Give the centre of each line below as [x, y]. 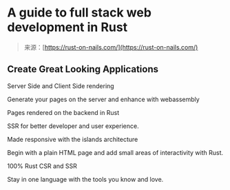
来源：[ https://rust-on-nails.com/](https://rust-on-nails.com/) [111, 47]
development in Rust [67, 27]
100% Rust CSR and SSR [42, 166]
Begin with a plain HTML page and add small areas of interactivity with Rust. [115, 152]
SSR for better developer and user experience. [73, 126]
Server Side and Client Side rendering [61, 86]
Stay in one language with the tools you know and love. [85, 179]
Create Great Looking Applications [83, 69]
